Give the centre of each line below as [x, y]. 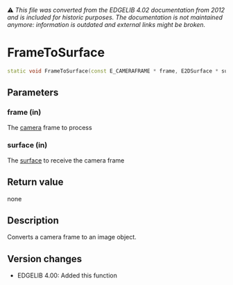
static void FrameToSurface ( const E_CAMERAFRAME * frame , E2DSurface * [113, 71]
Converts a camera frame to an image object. [72, 237]
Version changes [45, 259]
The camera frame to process [50, 127]
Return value [35, 182]
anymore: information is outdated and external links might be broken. [106, 25]
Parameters [33, 93]
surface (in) [27, 145]
